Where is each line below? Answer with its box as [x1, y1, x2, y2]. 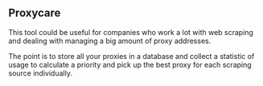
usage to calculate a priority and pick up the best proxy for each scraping [8, 60, 252, 69]
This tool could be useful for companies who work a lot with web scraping [8, 27, 253, 37]
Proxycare [8, 6, 61, 20]
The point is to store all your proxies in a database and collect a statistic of [8, 51, 255, 61]
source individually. [8, 68, 72, 78]
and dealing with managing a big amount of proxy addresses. [8, 36, 212, 45]
